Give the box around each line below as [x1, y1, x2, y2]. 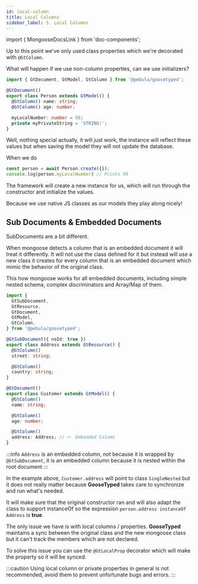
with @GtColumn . [6, 54, 44, 61]
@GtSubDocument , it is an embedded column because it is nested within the [6, 457, 186, 464]
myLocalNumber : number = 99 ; [11, 115, 84, 120]
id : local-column [6, 8, 49, 15]
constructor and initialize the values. [6, 188, 95, 196]
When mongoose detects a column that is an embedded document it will [6, 244, 183, 251]
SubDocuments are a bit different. [6, 233, 89, 240]
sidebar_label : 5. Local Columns [6, 20, 89, 26]
